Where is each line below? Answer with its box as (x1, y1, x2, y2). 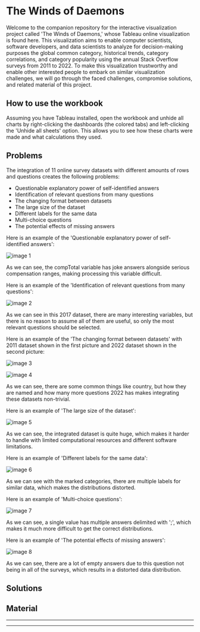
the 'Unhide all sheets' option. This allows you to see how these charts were (6, 127, 193, 134)
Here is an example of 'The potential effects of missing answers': (6, 536, 165, 544)
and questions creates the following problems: (6, 173, 120, 180)
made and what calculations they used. (6, 133, 102, 140)
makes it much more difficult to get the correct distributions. (6, 524, 154, 532)
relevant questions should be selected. (6, 324, 101, 331)
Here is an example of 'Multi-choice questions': (6, 495, 123, 502)
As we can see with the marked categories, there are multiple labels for (6, 477, 181, 484)
